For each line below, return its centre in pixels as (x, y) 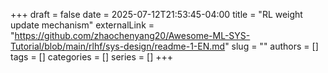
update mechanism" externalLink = (82, 25)
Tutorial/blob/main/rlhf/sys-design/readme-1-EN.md (118, 46)
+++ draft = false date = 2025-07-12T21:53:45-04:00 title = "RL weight (156, 14)
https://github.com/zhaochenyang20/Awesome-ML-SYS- (132, 35)
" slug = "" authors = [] (271, 46)
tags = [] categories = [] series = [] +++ (91, 57)
